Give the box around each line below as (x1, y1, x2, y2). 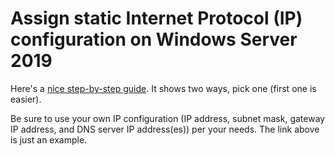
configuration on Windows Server (10, 28, 298, 51)
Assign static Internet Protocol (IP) (10, 7, 303, 30)
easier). (10, 93, 42, 105)
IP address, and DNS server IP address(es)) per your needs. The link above (10, 123, 320, 135)
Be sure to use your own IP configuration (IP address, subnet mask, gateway (10, 112, 326, 124)
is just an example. (10, 133, 88, 146)
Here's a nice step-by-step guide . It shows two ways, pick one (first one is (10, 82, 317, 94)
